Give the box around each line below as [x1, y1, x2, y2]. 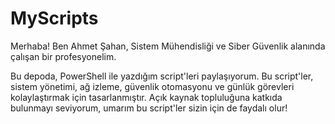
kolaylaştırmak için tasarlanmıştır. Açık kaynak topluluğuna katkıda [10, 91, 283, 103]
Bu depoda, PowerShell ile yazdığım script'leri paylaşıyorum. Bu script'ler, [10, 70, 314, 82]
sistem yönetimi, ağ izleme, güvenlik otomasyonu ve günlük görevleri [10, 80, 295, 92]
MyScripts [10, 7, 99, 30]
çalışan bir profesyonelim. [10, 50, 117, 62]
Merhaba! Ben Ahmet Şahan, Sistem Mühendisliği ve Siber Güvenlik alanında [10, 40, 326, 52]
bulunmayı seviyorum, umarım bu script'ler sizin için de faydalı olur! [10, 102, 288, 114]
